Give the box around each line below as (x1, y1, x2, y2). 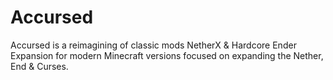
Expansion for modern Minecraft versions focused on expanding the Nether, (10, 49, 324, 61)
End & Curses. (10, 60, 69, 72)
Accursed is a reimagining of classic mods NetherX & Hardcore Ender (10, 39, 297, 51)
